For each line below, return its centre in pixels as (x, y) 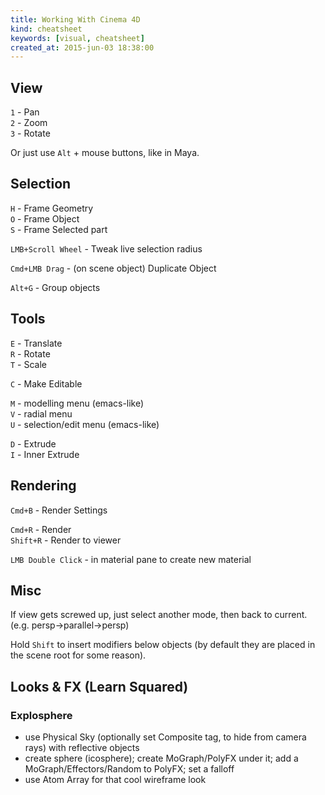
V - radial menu (41, 413)
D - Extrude (33, 443)
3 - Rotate (30, 133)
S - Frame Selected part (59, 229)
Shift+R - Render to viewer (66, 540)
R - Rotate (30, 353)
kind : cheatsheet (46, 29)
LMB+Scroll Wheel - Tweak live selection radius (106, 248)
